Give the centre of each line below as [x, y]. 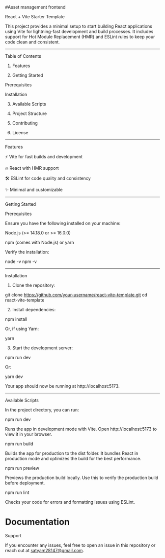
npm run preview [22, 468]
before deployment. [25, 483]
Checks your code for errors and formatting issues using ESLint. [70, 502]
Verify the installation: [27, 252]
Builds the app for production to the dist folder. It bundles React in [72, 453]
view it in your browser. [29, 434]
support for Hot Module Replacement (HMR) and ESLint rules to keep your [80, 37]
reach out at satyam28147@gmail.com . [45, 550]
